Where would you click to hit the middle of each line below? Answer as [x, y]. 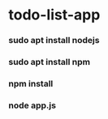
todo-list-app [54, 15]
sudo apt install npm [50, 62]
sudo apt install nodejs [54, 40]
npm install [31, 83]
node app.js [32, 105]
